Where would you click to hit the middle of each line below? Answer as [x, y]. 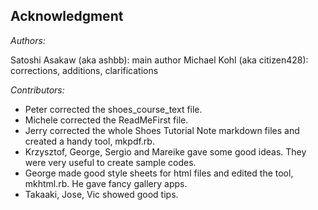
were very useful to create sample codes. [110, 162]
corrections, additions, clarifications [84, 70]
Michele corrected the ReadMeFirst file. [106, 120]
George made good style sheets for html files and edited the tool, [159, 173]
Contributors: [37, 90]
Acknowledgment [67, 16]
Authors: [28, 40]
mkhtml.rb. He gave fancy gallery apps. [106, 183]
